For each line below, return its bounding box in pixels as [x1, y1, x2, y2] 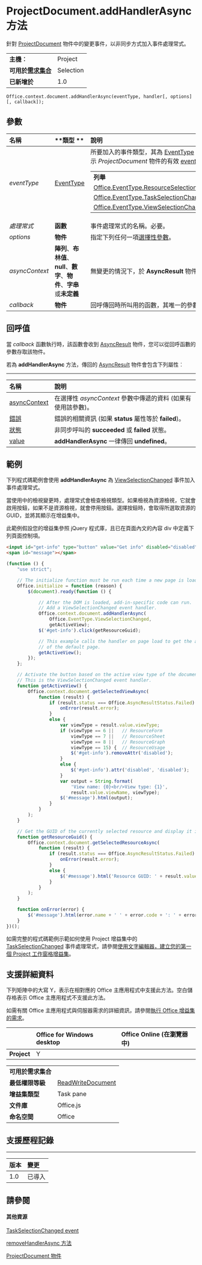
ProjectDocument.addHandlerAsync [6, 4, 192, 18]
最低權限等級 [9, 1079, 46, 1087]
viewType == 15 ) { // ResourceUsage [70, 744, 165, 750]
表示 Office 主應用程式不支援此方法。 [16, 994, 109, 1001]
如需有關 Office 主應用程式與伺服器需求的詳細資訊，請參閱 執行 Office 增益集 [6, 1007, 195, 1014]
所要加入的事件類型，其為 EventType [90, 148, 194, 156]
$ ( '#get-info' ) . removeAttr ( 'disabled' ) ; [70, 750, 173, 756]
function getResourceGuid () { [17, 834, 93, 840]
